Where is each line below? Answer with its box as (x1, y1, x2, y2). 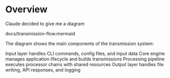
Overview (5, 4, 48, 15)
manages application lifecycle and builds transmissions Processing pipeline (5, 55, 165, 62)
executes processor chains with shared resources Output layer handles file (5, 61, 164, 67)
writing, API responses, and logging (5, 67, 81, 73)
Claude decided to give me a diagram (5, 21, 85, 27)
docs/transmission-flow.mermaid (5, 30, 75, 36)
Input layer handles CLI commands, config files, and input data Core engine (5, 50, 165, 56)
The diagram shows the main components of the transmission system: (5, 40, 154, 47)
